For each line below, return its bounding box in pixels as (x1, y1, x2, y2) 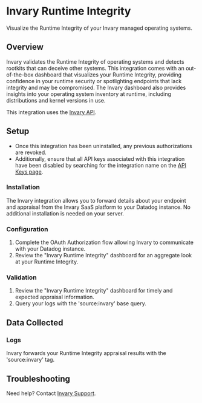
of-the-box (6, 71, 34, 78)
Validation (6, 273, 37, 282)
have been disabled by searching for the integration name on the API (15, 161, 186, 169)
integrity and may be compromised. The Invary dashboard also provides (6, 84, 186, 91)
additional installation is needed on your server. (6, 209, 124, 217)
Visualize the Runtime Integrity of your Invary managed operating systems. (6, 24, 192, 32)
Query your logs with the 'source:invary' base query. (15, 300, 146, 307)
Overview (6, 42, 44, 52)
